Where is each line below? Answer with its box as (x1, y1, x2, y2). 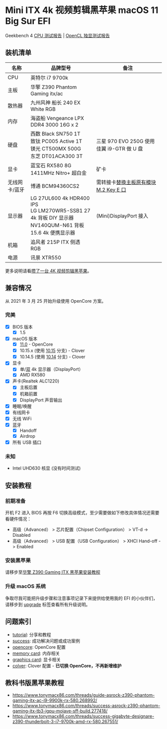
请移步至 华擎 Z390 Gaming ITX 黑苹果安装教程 (5, 569, 100, 575)
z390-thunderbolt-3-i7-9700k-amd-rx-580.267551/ (12, 719, 118, 725)
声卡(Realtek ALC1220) (12, 378, 60, 384)
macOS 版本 (12, 336, 38, 342)
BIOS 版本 (12, 324, 33, 330)
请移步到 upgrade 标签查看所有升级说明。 (5, 601, 90, 607)
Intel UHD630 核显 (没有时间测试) (12, 465, 81, 471)
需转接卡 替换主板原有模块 (96, 179, 157, 186)
